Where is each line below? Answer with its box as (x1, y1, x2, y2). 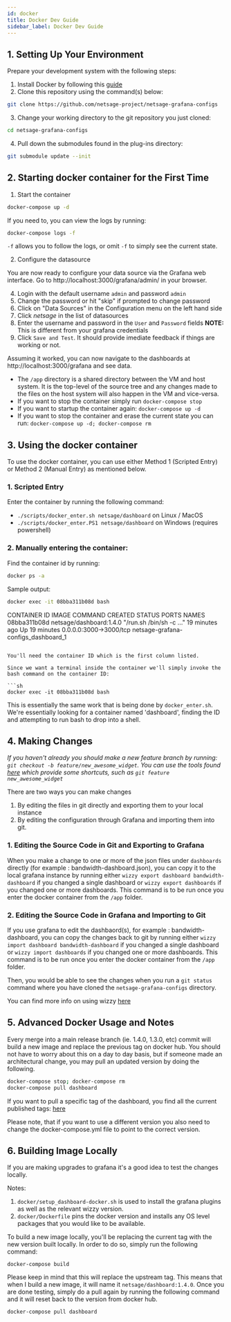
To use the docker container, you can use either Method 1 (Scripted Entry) (7, 458, 218, 466)
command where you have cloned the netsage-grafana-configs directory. (7, 983, 216, 991)
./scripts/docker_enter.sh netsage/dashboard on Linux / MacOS (17, 511, 203, 519)
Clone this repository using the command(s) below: (17, 88, 164, 96)
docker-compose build (7, 1261, 70, 1268)
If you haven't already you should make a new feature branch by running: (7, 754, 218, 762)
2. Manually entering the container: (7, 543, 129, 553)
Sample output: (7, 585, 50, 593)
